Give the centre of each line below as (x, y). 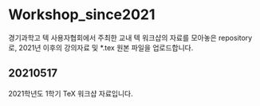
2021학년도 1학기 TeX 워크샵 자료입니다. (71, 93)
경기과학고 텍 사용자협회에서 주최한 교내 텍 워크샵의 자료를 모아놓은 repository (130, 37)
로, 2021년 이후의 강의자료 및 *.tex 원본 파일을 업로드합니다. (101, 47)
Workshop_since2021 (82, 15)
